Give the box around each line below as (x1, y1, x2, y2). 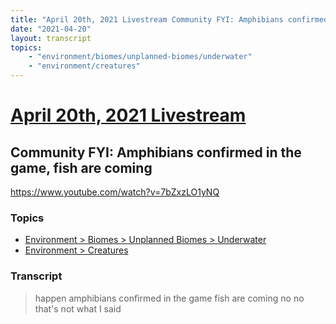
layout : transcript (10, 33, 92, 43)
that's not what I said (34, 302, 122, 315)
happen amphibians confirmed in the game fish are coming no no (34, 292, 305, 304)
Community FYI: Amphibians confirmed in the (10, 144, 302, 161)
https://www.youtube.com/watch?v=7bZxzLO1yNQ (10, 186, 220, 198)
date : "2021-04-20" (10, 24, 92, 34)
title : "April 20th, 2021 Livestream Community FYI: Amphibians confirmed (10, 14, 329, 25)
